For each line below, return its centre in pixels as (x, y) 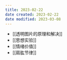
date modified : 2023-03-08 (33, 19)
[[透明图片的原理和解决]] (37, 34)
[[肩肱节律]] (24, 52)
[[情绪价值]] (24, 46)
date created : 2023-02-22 (32, 14)
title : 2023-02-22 (24, 10)
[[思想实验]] (24, 40)
